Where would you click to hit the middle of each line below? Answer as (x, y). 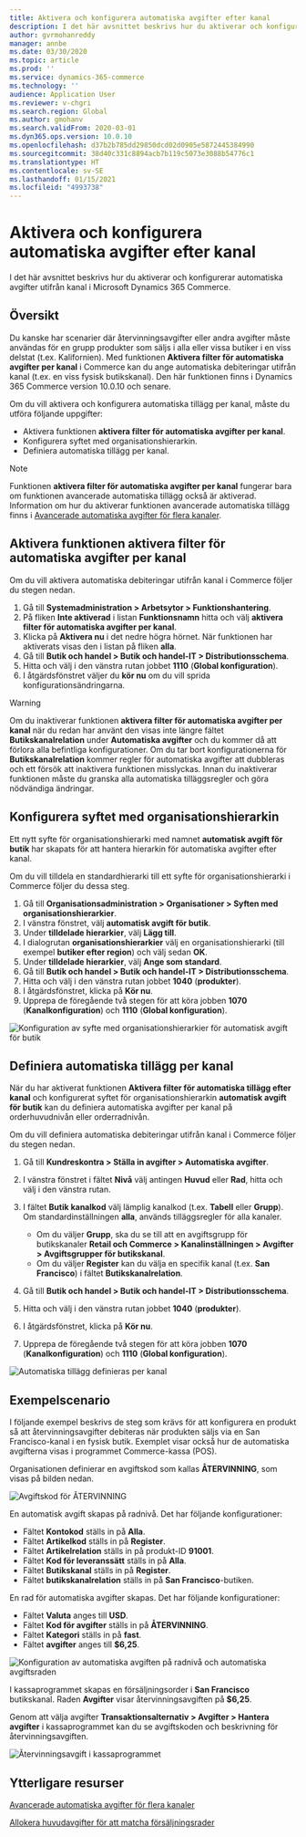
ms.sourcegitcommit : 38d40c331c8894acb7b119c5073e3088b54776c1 (132, 153)
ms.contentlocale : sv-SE (56, 171)
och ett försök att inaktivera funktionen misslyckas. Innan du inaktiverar (143, 768)
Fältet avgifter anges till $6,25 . (81, 1644)
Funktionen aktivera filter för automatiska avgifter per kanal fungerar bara (151, 485)
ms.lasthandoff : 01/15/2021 (63, 179)
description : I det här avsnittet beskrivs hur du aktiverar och (136, 26)
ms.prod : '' (32, 69)
